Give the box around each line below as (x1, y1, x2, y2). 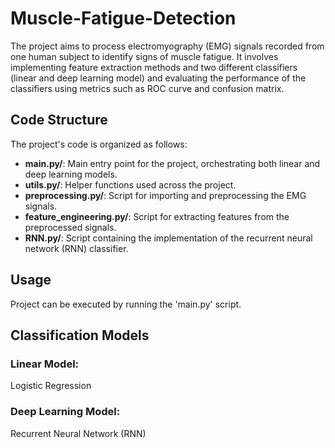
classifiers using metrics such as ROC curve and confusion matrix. (10, 82, 285, 94)
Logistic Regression (10, 380, 92, 392)
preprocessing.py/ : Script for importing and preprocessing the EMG (24, 189, 307, 201)
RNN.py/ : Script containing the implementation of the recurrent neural (24, 232, 313, 244)
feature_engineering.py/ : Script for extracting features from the (24, 210, 290, 222)
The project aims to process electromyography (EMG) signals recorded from (10, 40, 325, 52)
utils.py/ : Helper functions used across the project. (24, 178, 237, 191)
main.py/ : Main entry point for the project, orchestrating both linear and (24, 157, 321, 169)
